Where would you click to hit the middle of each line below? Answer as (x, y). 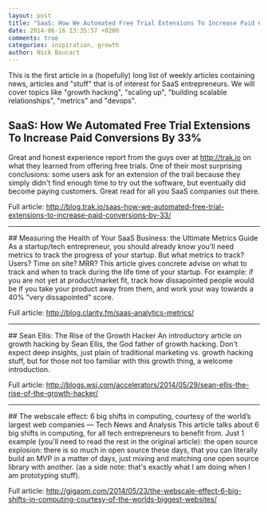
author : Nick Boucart (44, 53)
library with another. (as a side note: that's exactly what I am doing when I (130, 467)
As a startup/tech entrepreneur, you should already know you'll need (121, 246)
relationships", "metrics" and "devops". (73, 101)
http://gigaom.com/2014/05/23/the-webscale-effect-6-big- (144, 491)
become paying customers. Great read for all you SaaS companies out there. (134, 191)
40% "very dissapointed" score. (61, 297)
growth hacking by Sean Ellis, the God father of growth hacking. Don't (123, 344)
